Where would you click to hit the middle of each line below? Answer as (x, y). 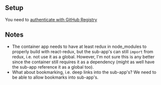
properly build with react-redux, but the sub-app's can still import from (83, 51)
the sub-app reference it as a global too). (53, 67)
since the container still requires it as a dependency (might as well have (83, 62)
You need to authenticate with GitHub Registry (51, 19)
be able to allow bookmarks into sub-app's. (55, 77)
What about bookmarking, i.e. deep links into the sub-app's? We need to (84, 72)
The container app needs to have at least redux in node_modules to (79, 46)
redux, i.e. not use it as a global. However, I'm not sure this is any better (83, 57)
